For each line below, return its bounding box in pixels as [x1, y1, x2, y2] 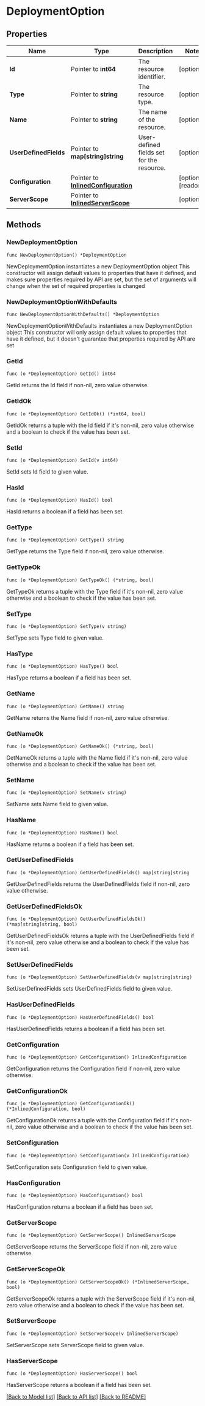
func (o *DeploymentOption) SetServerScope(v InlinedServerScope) [6, 1331, 179, 1337]
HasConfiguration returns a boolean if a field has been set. [6, 1203, 154, 1211]
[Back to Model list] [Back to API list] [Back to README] [6, 1393, 146, 1400]
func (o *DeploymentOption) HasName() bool [6, 830, 119, 836]
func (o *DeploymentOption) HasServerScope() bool [6, 1370, 138, 1377]
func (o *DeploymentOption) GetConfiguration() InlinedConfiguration [6, 1054, 187, 1060]
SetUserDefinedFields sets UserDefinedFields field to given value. [6, 985, 173, 992]
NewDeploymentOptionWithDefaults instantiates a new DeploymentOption [6, 322, 193, 329]
